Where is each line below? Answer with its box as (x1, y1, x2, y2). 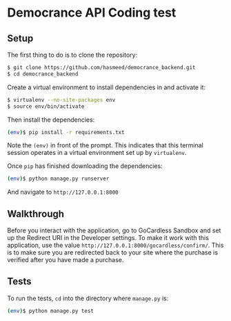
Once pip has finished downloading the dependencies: (7, 162, 163, 170)
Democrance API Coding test (7, 5, 177, 21)
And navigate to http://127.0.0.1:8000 (7, 188, 119, 196)
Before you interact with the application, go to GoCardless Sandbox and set (7, 226, 221, 235)
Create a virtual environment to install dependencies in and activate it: (7, 83, 205, 91)
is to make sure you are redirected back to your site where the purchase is (7, 248, 219, 257)
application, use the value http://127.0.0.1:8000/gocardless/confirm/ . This (7, 241, 224, 250)
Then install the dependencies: (7, 116, 95, 124)
